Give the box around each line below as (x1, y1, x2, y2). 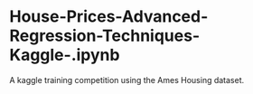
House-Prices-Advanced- (9, 6, 209, 27)
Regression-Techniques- (9, 25, 201, 46)
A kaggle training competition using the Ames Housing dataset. (9, 74, 245, 85)
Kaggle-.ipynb (9, 45, 120, 65)
